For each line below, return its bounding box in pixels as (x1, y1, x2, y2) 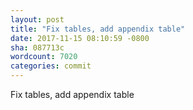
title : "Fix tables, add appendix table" (10, 24, 186, 34)
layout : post (10, 14, 65, 25)
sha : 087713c (10, 42, 65, 53)
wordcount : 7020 (10, 52, 78, 62)
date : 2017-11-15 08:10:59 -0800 (10, 33, 150, 43)
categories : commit (10, 61, 92, 71)
